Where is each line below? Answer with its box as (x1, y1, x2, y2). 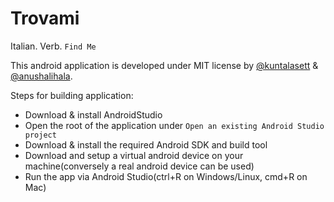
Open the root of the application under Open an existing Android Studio (24, 119, 325, 131)
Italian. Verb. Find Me (10, 40, 97, 52)
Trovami (10, 7, 80, 30)
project (24, 130, 57, 140)
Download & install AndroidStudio (24, 108, 163, 121)
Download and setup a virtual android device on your (24, 149, 244, 161)
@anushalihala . (10, 70, 73, 82)
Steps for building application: (10, 89, 134, 101)
